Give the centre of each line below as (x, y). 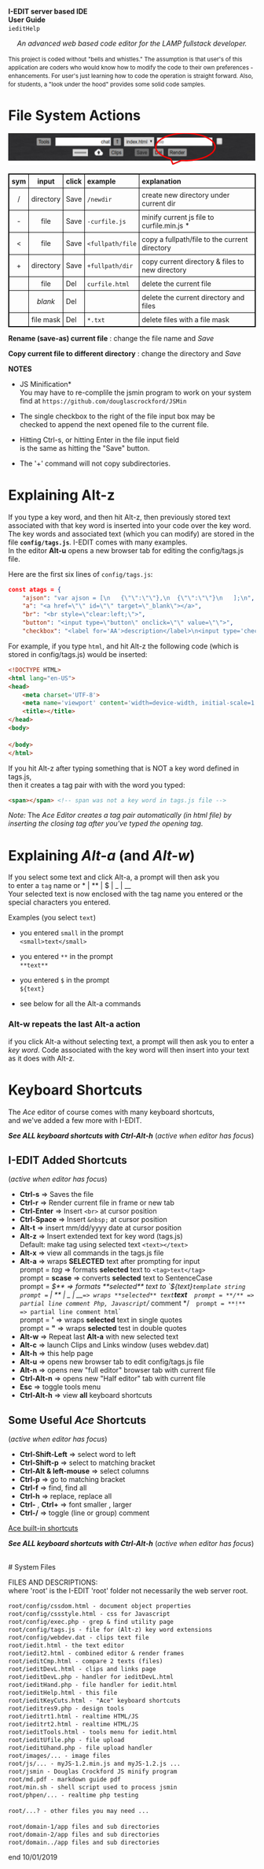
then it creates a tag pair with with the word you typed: (97, 785)
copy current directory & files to (193, 261)
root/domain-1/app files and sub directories (84, 1827)
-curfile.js (106, 222)
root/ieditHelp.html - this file (63, 1693)
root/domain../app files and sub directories (84, 1843)
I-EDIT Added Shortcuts (68, 1160)
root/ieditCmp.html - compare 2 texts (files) (86, 1662)
